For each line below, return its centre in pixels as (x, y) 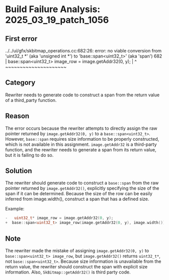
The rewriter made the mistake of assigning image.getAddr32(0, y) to (77, 250)
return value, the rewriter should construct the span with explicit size (76, 267)
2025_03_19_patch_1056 (57, 20)
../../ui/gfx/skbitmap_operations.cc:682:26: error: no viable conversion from (83, 51)
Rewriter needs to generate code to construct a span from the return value (82, 95)
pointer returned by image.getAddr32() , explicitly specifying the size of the (82, 188)
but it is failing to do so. (29, 155)
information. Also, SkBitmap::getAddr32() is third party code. (68, 272)
